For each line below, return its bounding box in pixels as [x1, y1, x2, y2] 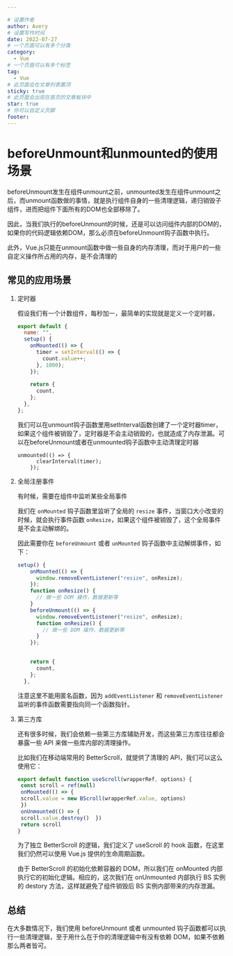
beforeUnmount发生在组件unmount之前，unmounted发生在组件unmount [7, 187, 216, 196]
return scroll [20, 821, 62, 828]
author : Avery [7, 22, 49, 30]
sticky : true [7, 88, 45, 95]
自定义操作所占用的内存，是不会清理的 [7, 252, 117, 260]
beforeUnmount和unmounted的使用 [7, 146, 218, 161]
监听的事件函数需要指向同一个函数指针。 [17, 700, 134, 708]
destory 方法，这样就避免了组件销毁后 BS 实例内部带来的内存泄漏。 [25, 882, 219, 891]
